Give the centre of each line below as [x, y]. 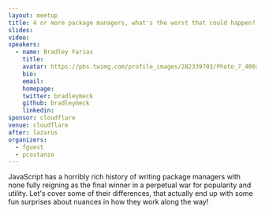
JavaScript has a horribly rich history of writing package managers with [125, 177]
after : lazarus [33, 132]
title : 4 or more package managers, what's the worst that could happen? [132, 23]
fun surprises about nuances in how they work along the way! [108, 202]
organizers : [28, 140]
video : [19, 37]
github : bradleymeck [56, 103]
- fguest [30, 147]
